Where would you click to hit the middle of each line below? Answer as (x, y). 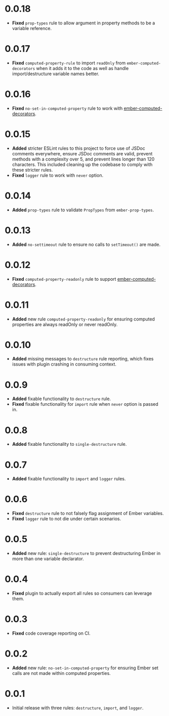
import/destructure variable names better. (56, 74)
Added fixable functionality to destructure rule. (61, 399)
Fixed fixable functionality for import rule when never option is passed (85, 404)
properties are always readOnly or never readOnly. (65, 324)
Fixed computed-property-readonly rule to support (64, 279)
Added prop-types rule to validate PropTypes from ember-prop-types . (83, 210)
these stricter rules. (32, 170)
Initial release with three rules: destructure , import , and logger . (78, 708)
